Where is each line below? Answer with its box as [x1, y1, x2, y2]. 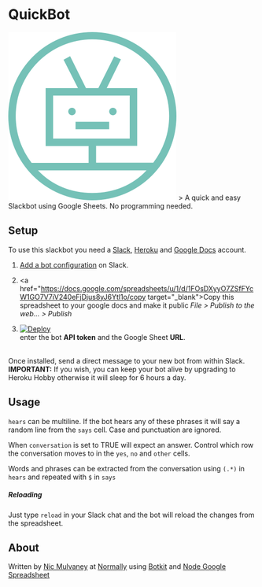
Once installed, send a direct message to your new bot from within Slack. [8, 356, 245, 365]
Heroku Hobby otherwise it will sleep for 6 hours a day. [8, 372, 186, 382]
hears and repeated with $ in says [8, 472, 116, 482]
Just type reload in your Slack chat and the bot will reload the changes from [8, 510, 255, 519]
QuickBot [8, 6, 71, 24]
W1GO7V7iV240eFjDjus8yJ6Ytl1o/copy [19, 292, 146, 301]
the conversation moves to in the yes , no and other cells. [8, 449, 190, 458]
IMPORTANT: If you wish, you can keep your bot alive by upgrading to [8, 364, 236, 374]
